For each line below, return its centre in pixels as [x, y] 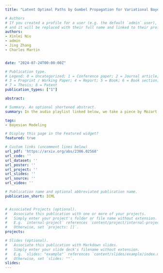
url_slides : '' [20, 174]
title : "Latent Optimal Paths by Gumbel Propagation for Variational [77, 9]
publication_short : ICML [30, 196]
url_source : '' [20, 178]
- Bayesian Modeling [26, 125]
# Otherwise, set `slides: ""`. [40, 258]
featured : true [20, 138]
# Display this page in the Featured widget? [52, 134]
